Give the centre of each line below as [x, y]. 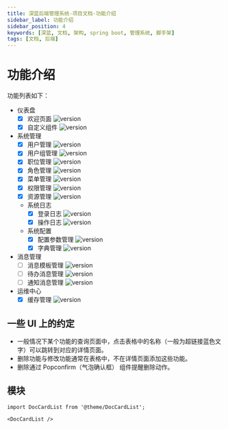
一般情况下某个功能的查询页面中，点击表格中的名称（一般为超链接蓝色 [116, 341]
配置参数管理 [55, 239]
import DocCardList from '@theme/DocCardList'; [76, 407]
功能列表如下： [28, 96]
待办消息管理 [45, 274]
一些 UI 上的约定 [41, 323]
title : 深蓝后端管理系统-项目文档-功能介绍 [62, 13]
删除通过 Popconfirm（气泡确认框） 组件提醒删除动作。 [95, 367]
